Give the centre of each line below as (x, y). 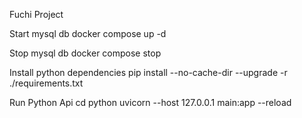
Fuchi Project (36, 14)
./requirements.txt (46, 83)
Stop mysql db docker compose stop (85, 53)
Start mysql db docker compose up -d (88, 33)
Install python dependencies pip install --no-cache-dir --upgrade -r (148, 72)
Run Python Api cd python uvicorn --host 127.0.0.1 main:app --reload (150, 102)
